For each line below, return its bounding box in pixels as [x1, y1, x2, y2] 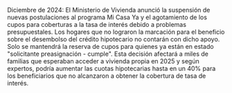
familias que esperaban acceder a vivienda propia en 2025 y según [7, 57, 199, 65]
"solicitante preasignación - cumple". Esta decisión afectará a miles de [7, 50, 209, 58]
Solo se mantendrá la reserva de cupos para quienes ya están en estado [7, 43, 214, 50]
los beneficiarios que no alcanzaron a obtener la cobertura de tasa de [7, 72, 206, 80]
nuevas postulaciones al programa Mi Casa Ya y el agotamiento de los [7, 13, 208, 21]
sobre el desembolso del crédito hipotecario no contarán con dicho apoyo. [7, 35, 220, 43]
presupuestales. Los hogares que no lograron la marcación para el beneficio [7, 28, 225, 36]
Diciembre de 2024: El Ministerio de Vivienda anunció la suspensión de [7, 6, 211, 14]
